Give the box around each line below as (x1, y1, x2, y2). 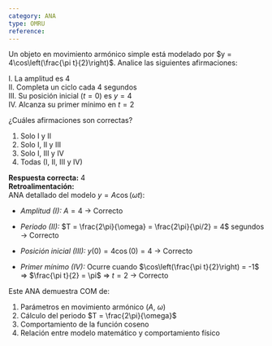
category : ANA (8, 11, 57, 20)
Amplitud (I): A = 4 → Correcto (19, 206, 123, 216)
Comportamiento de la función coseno (19, 319, 149, 330)
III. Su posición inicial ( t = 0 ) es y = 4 (8, 91, 132, 101)
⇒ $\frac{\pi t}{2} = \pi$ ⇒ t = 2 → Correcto (19, 270, 169, 281)
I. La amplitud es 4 (8, 74, 71, 84)
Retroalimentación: (8, 182, 75, 191)
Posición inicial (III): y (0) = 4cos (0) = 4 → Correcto (19, 246, 193, 256)
